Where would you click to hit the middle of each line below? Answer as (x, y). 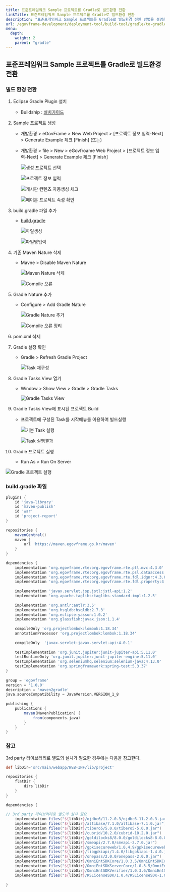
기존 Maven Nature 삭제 (37, 252)
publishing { (19, 704)
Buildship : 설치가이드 (42, 112)
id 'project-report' (36, 516)
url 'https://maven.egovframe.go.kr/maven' (70, 544)
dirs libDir (37, 786)
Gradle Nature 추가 (32, 295)
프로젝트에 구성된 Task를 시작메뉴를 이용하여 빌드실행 (73, 419)
